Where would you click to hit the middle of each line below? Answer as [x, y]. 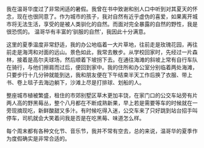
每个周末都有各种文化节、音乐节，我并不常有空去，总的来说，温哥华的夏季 [99, 131]
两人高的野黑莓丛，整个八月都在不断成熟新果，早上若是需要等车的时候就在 [99, 103]
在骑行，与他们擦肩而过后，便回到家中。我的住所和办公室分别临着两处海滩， [102, 67]
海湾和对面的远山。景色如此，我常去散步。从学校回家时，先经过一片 [107, 52]
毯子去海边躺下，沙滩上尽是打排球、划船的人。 [86, 82]
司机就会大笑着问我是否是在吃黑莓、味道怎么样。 [83, 118]
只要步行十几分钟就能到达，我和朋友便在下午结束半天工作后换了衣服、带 [97, 75]
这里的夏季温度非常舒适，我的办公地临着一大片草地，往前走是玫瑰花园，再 [99, 45]
